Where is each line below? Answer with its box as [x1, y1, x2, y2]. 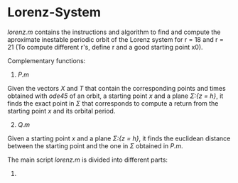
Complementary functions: [7, 56, 86, 65]
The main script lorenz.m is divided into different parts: [7, 155, 168, 164]
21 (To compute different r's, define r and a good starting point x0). [7, 43, 204, 51]
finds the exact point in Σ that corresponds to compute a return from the [7, 99, 219, 107]
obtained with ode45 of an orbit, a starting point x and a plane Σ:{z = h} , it [7, 91, 224, 100]
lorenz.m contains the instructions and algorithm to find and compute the [7, 28, 221, 36]
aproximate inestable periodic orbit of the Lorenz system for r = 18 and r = [7, 35, 224, 43]
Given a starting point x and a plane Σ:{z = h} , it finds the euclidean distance [7, 134, 231, 143]
